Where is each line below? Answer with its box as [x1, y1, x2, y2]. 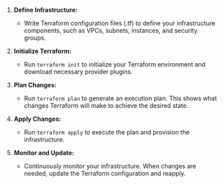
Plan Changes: [13, 81, 57, 89]
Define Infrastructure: [13, 6, 78, 14]
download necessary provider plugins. [23, 68, 133, 76]
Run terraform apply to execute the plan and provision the [23, 128, 190, 136]
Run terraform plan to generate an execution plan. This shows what [23, 94, 218, 102]
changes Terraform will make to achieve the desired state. [23, 102, 189, 109]
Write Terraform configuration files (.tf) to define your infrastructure [23, 19, 216, 27]
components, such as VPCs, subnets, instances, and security [23, 27, 198, 34]
